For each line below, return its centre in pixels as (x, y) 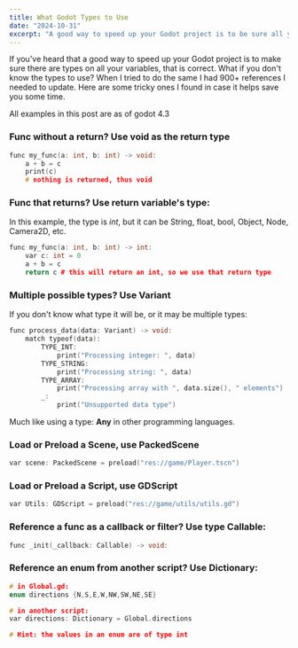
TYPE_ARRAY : (63, 380)
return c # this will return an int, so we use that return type (149, 273)
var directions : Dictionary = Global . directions (101, 619)
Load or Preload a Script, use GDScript (94, 486)
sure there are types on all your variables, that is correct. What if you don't (145, 68)
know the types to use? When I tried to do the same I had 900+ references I (148, 78)
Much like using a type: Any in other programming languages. (122, 422)
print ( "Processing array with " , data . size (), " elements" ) (170, 388)
